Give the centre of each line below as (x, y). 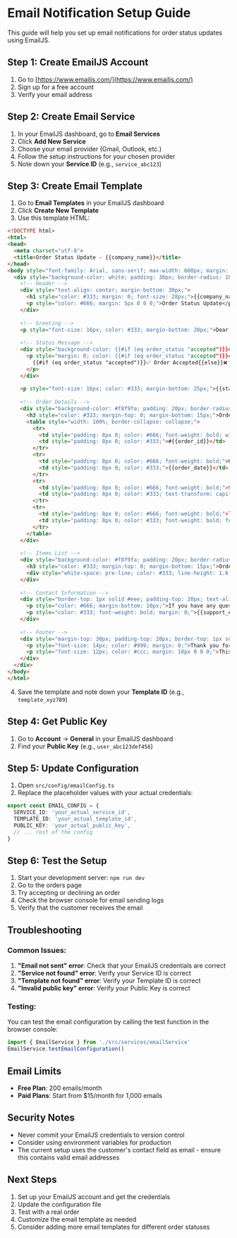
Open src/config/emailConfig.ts (66, 785)
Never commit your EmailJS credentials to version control (101, 1135)
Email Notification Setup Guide (99, 13)
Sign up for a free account (55, 87)
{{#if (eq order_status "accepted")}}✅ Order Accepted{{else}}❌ (130, 362)
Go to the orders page (50, 885)
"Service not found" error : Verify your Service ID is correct (104, 973)
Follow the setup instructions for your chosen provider (96, 156)
